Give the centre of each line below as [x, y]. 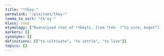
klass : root [17, 23]
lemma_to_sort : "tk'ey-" [31, 19]
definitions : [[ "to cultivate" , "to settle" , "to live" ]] [66, 41]
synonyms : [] [18, 37]
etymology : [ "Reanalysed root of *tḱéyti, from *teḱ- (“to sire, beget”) [82, 28]
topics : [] [16, 46]
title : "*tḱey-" [22, 9]
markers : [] [17, 32]
